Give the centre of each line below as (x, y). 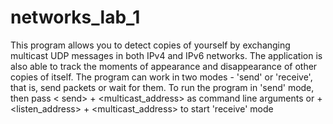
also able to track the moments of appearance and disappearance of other (164, 66)
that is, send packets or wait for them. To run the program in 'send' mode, (162, 87)
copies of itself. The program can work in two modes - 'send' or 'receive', (161, 77)
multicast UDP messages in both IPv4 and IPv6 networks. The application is (166, 55)
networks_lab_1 (75, 17)
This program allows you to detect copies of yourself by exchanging (150, 45)
